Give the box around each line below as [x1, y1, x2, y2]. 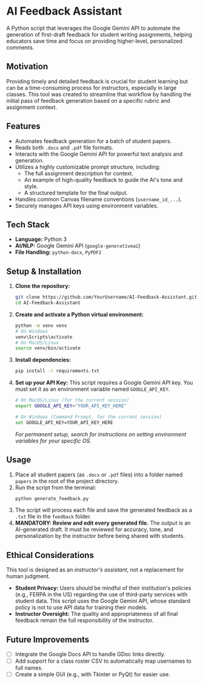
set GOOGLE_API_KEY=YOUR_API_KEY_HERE [15, 419, 113, 425]
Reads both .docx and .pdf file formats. [15, 144, 114, 151]
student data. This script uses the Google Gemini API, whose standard [15, 598, 191, 605]
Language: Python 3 [15, 236, 67, 243]
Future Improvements [6, 634, 90, 644]
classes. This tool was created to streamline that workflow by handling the [6, 90, 192, 98]
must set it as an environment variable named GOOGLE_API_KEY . [15, 385, 170, 393]
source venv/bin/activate [15, 345, 81, 351]
